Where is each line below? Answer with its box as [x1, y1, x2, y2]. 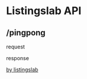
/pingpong [6, 28, 46, 38]
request [6, 43, 25, 50]
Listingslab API [6, 4, 82, 18]
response [6, 55, 30, 61]
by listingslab [6, 66, 38, 73]
